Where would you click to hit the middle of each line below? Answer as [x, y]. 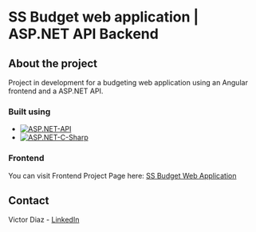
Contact [29, 201]
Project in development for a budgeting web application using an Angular [128, 83]
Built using [30, 112]
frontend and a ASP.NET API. [56, 91]
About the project [53, 63]
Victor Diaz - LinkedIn [44, 220]
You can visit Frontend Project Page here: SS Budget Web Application [122, 175]
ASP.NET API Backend [84, 34]
